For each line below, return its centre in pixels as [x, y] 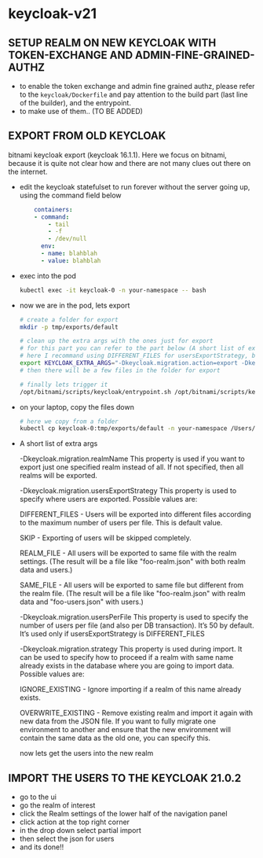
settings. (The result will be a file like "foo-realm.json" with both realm [132, 562]
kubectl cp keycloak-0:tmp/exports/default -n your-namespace [123, 429]
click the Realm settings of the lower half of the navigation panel [123, 814]
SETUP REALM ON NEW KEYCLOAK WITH [112, 43]
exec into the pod [48, 275]
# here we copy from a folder [69, 422]
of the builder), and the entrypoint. [75, 103]
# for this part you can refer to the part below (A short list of [132, 348]
